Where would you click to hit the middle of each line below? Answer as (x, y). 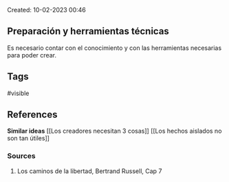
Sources (21, 156)
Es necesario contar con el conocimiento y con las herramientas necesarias (115, 48)
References (32, 115)
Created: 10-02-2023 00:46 (46, 10)
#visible (18, 93)
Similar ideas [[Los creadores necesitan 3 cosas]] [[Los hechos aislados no (115, 131)
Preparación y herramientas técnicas (88, 31)
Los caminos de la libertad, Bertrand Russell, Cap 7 (89, 171)
